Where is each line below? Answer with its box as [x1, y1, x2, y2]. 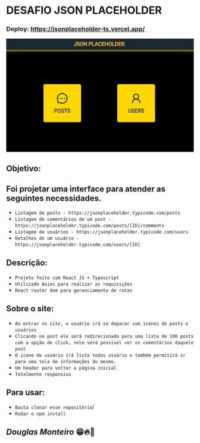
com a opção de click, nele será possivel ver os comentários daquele [14, 339, 194, 346]
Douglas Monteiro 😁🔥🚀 [6, 427, 95, 437]
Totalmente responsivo [14, 371, 71, 377]
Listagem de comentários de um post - [14, 216, 111, 222]
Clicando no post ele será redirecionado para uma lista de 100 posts [14, 333, 194, 339]
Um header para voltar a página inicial [14, 365, 117, 371]
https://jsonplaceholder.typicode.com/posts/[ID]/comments [14, 223, 165, 229]
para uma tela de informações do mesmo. [14, 358, 117, 364]
